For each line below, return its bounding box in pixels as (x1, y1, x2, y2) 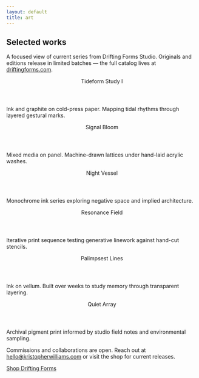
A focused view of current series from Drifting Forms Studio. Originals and (6, 53, 192, 61)
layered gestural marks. (6, 112, 66, 119)
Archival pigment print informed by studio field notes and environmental (6, 328, 186, 336)
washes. (6, 158, 27, 165)
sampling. (6, 335, 31, 342)
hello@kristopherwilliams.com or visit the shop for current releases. (6, 353, 175, 360)
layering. (6, 289, 29, 296)
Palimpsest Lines (81, 255, 123, 262)
